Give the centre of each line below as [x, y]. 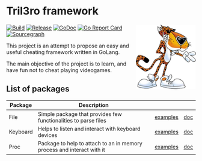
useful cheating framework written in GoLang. [63, 52]
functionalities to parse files [72, 120]
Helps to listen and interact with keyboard [89, 129]
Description [94, 105]
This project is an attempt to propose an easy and [68, 46]
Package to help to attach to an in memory [90, 143]
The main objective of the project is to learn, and [66, 64]
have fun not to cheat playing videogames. [59, 70]
